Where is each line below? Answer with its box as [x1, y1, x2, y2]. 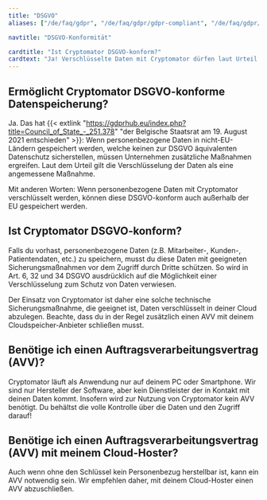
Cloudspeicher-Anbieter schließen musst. [8, 320, 145, 330]
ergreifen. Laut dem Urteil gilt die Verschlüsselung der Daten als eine [8, 160, 234, 170]
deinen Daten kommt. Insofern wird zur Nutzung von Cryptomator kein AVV [8, 393, 255, 403]
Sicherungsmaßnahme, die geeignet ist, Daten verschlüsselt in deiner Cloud [8, 303, 257, 313]
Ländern [8, 143, 36, 153]
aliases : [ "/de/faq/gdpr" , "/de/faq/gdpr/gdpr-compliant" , [8, 19, 208, 27]
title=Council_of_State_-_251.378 [8, 127, 115, 136]
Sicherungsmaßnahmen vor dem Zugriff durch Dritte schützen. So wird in [8, 262, 249, 271]
